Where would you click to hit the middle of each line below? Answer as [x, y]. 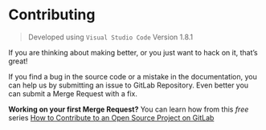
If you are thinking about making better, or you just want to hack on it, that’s [133, 52]
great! [18, 61]
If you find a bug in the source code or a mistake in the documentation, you [133, 76]
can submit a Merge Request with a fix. [73, 93]
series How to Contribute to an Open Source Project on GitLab [111, 117]
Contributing [52, 15]
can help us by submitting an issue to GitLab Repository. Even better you [129, 85]
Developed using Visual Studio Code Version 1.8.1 [110, 37]
